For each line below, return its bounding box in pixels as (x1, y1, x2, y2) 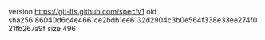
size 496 (47, 24, 76, 33)
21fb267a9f (8, 24, 46, 33)
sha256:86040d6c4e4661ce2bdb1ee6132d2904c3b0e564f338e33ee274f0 (8, 15, 258, 25)
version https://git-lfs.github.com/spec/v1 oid (8, 7, 157, 16)
